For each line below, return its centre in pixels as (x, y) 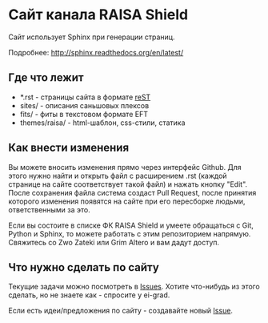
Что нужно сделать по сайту (84, 267)
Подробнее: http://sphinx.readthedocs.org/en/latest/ (96, 52)
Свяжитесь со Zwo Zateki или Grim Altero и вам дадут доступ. (114, 242)
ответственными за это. (49, 209)
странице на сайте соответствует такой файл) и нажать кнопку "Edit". (128, 184)
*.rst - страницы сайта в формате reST (85, 97)
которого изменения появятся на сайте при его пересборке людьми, (127, 201)
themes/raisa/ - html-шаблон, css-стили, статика (102, 123)
